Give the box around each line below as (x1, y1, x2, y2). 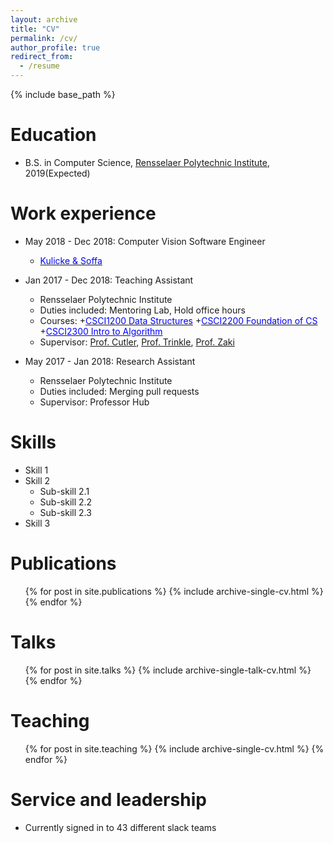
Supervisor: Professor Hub (39, 396, 150, 408)
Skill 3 (24, 517, 51, 529)
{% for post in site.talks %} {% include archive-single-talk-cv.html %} (24, 664, 312, 676)
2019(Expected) (24, 167, 91, 179)
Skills (10, 431, 57, 454)
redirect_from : (10, 52, 74, 62)
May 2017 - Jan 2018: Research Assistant (24, 355, 196, 367)
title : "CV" (10, 24, 60, 34)
